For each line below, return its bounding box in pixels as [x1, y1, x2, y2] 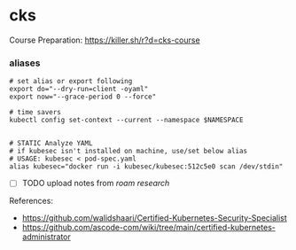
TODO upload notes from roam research [21, 178, 170, 189]
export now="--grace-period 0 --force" [9, 92, 157, 102]
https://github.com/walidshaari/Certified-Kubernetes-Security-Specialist [21, 213, 288, 223]
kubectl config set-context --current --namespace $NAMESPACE [9, 116, 244, 125]
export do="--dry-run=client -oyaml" [9, 85, 149, 94]
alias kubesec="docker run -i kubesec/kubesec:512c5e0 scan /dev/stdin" [9, 162, 284, 171]
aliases [9, 57, 41, 69]
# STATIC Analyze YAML [9, 139, 93, 148]
